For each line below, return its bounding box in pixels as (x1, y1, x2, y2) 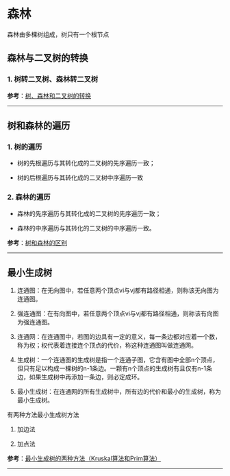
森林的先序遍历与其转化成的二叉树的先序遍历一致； (16, 209, 162, 217)
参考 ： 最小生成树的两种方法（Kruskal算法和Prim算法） (7, 454, 162, 463)
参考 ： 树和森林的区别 (7, 238, 67, 247)
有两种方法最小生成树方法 (7, 411, 79, 419)
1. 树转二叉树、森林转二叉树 (7, 75, 99, 84)
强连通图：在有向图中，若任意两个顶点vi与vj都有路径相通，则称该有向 (16, 309, 214, 318)
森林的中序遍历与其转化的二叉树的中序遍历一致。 (16, 224, 155, 232)
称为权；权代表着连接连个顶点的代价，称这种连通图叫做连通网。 (16, 341, 197, 350)
